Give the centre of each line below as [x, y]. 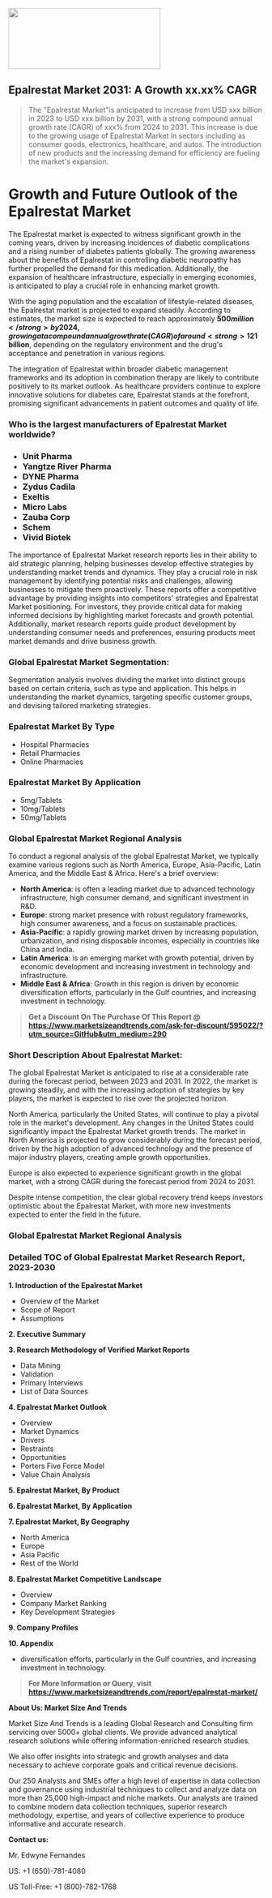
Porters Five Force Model [62, 1466]
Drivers [32, 1440]
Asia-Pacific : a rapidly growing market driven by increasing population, [139, 932]
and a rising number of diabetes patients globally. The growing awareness [132, 251]
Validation [37, 1374]
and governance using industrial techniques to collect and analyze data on [133, 1789]
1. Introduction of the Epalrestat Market [76, 1285]
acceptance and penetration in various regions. [87, 353]
